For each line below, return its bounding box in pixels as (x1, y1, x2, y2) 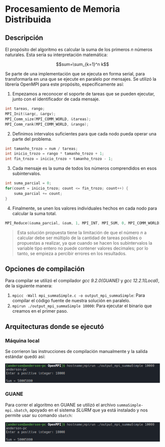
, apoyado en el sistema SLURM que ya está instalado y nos (27, 407, 148, 413)
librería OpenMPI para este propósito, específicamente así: (5, 81, 124, 87)
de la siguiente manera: (5, 283, 53, 289)
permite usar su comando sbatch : (5, 412, 73, 418)
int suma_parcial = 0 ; (5, 181, 52, 186)
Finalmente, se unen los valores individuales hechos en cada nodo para (12, 205, 157, 211)
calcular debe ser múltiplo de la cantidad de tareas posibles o (17, 235, 142, 241)
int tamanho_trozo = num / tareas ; (5, 146, 78, 151)
